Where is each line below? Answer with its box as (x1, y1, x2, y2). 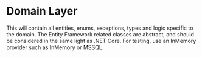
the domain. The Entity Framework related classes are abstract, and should (6, 30, 195, 38)
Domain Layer (6, 4, 78, 18)
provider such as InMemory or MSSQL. (6, 44, 104, 51)
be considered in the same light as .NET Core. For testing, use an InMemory (6, 37, 197, 44)
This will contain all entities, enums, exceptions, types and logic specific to (6, 24, 193, 32)
